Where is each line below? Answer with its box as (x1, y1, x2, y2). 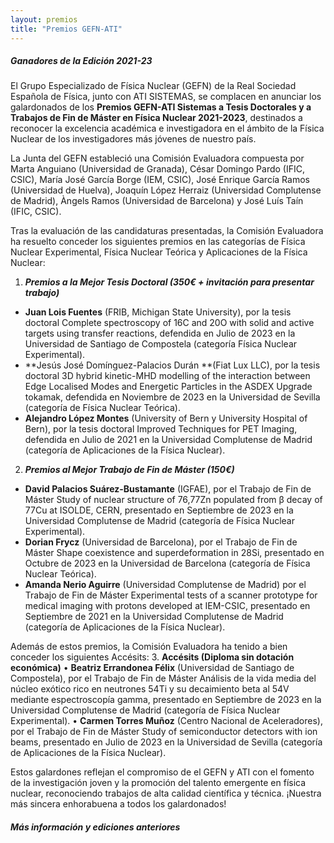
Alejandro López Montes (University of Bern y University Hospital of (24, 412, 308, 425)
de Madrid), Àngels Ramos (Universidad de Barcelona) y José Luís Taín (10, 195, 304, 207)
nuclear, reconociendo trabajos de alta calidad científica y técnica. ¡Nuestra (10, 787, 322, 800)
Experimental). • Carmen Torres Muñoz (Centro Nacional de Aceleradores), (10, 715, 323, 727)
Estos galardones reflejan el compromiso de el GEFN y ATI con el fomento (10, 766, 315, 778)
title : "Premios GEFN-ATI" (10, 24, 123, 34)
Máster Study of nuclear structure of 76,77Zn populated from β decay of (24, 494, 323, 506)
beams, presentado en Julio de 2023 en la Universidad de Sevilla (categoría (10, 736, 323, 748)
